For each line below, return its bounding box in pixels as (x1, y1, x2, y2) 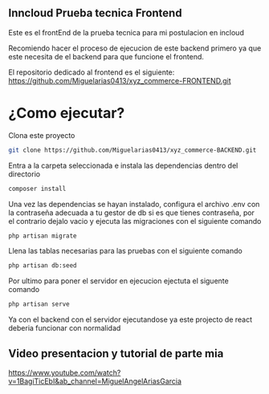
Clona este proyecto (8, 130, 75, 140)
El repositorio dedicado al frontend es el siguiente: (8, 67, 175, 77)
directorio (8, 169, 41, 179)
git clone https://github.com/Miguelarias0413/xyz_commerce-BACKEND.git (8, 146, 257, 154)
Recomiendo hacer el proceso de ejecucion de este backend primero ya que (8, 43, 262, 53)
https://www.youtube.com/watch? (8, 368, 121, 377)
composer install (8, 185, 67, 193)
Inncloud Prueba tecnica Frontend (8, 6, 182, 20)
